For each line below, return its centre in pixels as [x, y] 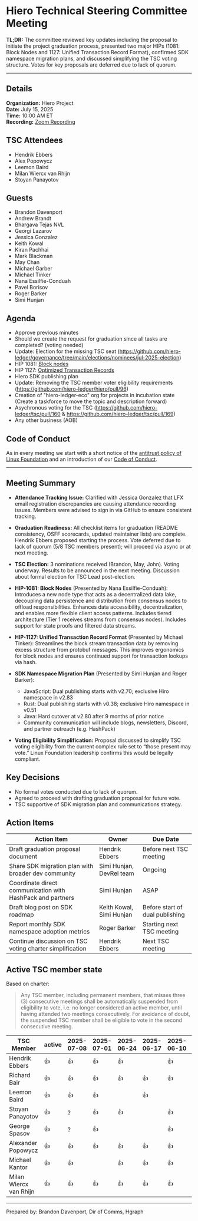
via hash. [26, 662]
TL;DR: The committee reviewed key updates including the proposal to [92, 39]
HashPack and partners [42, 898]
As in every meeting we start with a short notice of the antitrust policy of [94, 453]
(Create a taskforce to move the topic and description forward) [91, 401]
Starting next [160, 925]
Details [19, 89]
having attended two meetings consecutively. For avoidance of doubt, [105, 1014]
